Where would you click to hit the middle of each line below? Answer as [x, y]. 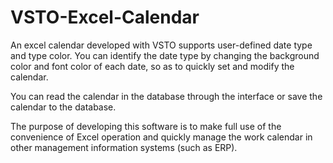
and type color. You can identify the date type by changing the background [165, 55]
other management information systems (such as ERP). [124, 147]
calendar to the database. [63, 107]
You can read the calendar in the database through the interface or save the [166, 96]
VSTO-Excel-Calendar [105, 17]
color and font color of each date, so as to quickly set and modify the [152, 66]
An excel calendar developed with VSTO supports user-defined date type [161, 45]
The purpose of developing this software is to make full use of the [146, 126]
